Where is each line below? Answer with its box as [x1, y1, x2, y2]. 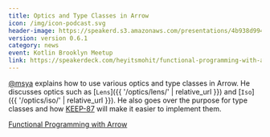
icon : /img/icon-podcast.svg [8, 19, 106, 27]
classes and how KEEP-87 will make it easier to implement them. [8, 103, 222, 113]
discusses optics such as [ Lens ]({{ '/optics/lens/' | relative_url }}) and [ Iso [8, 87, 252, 96]
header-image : [8, 26, 56, 34]
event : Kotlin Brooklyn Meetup [8, 49, 113, 57]
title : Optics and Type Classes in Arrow [8, 11, 149, 20]
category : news [8, 42, 59, 50]
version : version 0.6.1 [8, 34, 88, 42]
